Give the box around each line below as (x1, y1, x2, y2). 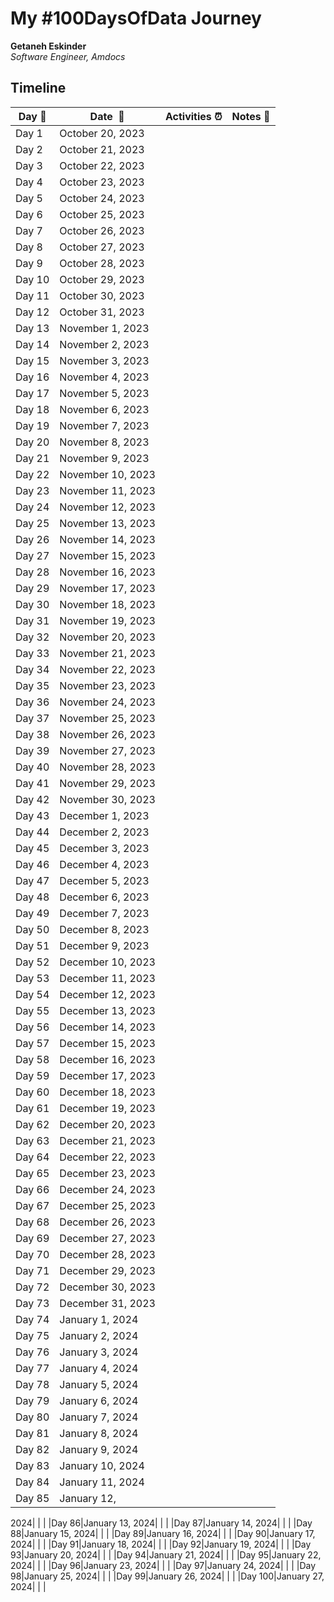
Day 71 (15, 1263, 50, 1277)
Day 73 (15, 1296, 50, 1310)
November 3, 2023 (59, 353, 150, 367)
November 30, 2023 (59, 792, 156, 806)
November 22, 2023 (59, 662, 156, 676)
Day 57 (15, 1036, 50, 1050)
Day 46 (15, 857, 50, 871)
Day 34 (15, 662, 50, 676)
